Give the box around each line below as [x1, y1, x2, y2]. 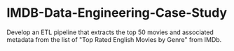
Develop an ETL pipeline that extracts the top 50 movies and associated [6, 28, 214, 36]
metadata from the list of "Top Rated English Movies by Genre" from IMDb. [6, 35, 222, 43]
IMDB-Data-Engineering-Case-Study [6, 5, 228, 21]
